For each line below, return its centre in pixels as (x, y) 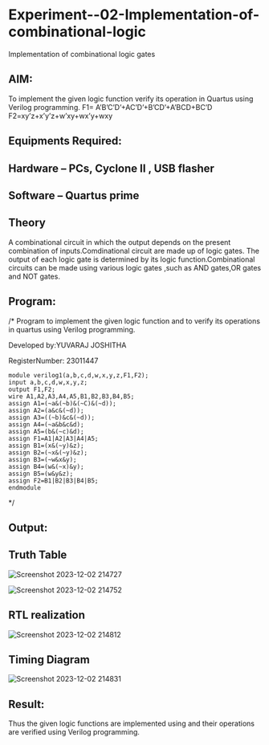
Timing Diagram (49, 660)
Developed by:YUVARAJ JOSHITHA (67, 345)
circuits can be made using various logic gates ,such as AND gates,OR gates (135, 267)
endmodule (25, 487)
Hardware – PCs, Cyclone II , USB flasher (112, 168)
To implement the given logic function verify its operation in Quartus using (131, 99)
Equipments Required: (65, 141)
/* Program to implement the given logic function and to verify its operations (134, 321)
